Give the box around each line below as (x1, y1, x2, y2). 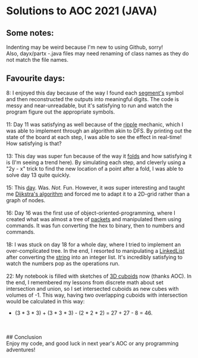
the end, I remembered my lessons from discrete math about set (6, 278, 164, 286)
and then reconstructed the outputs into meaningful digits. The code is (6, 95, 180, 102)
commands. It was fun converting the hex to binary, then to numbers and (6, 222, 185, 229)
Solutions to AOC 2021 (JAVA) (6, 4, 158, 18)
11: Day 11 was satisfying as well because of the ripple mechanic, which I (6, 121, 183, 128)
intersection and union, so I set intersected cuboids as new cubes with (6, 285, 179, 292)
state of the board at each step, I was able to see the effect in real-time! (6, 133, 182, 140)
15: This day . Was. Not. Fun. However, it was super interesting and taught (6, 184, 186, 191)
